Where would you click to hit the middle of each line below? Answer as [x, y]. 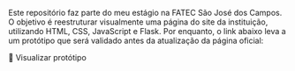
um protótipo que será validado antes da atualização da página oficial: [136, 40]
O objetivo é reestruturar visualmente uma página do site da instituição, [138, 22]
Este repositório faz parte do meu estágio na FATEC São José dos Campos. [145, 13]
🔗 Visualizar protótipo [48, 57]
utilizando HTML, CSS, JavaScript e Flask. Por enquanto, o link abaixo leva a [147, 31]
